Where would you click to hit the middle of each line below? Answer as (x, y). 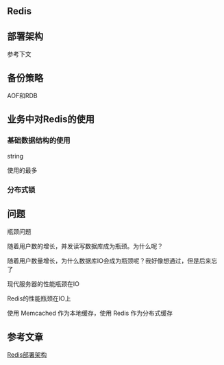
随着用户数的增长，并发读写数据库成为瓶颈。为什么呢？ (85, 246)
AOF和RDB (22, 96)
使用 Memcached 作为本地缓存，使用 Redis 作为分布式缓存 (90, 313)
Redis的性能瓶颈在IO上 (39, 298)
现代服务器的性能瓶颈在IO (43, 284)
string (15, 156)
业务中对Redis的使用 (51, 119)
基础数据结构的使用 (39, 141)
